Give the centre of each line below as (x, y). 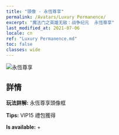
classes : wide (23, 50)
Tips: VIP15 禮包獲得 (31, 115)
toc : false (19, 45)
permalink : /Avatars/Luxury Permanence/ (56, 17)
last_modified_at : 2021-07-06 (43, 28)
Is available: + (23, 127)
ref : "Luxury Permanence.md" (42, 39)
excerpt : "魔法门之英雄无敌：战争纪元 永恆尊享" (60, 22)
